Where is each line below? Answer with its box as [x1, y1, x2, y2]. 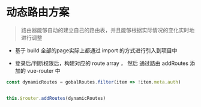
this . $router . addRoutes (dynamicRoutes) [6, 95, 106, 101]
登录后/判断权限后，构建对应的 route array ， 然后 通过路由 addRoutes [14, 60, 189, 67]
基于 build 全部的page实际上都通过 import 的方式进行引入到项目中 [14, 46, 178, 54]
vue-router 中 [26, 67, 61, 74]
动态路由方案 [6, 5, 70, 19]
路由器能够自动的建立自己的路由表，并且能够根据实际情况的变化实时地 [20, 26, 195, 34]
